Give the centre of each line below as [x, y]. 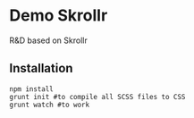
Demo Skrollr [59, 16]
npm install [31, 89]
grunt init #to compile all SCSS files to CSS [97, 97]
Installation [41, 68]
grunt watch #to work [50, 105]
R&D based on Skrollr [48, 40]
